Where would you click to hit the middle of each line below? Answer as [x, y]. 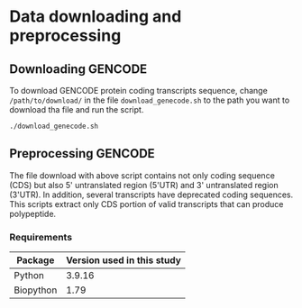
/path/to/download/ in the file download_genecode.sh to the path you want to [150, 100]
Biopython [36, 290]
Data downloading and [96, 17]
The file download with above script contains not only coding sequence [142, 175]
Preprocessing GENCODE [82, 154]
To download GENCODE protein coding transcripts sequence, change [138, 91]
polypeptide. [33, 213]
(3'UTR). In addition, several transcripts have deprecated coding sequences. [151, 195]
